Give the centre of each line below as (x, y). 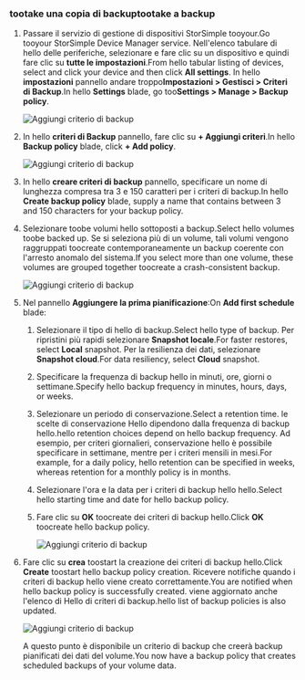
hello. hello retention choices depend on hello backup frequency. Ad (163, 434)
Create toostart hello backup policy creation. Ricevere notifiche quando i (159, 572)
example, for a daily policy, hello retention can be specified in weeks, (166, 463)
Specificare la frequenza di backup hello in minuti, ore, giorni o (154, 377)
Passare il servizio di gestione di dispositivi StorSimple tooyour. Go (146, 34)
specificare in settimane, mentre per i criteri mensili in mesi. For (154, 453)
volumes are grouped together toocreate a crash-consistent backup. (151, 267)
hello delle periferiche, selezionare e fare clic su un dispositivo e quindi (156, 53)
